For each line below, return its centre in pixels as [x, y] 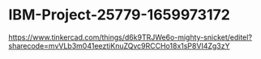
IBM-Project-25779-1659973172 [120, 15]
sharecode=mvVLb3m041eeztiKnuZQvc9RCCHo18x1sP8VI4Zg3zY [119, 45]
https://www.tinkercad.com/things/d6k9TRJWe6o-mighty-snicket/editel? [130, 37]
